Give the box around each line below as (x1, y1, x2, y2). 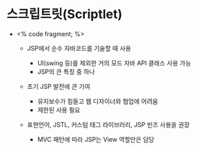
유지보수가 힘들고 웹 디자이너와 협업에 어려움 (37, 97, 158, 105)
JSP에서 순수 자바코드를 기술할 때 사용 (26, 44, 131, 52)
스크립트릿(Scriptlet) (6, 6, 123, 22)
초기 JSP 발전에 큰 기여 (26, 82, 91, 90)
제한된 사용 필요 (37, 106, 81, 114)
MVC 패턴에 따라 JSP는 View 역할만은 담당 (37, 135, 154, 143)
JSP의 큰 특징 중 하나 (37, 67, 95, 76)
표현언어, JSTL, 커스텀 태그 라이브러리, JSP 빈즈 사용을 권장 (26, 120, 190, 128)
